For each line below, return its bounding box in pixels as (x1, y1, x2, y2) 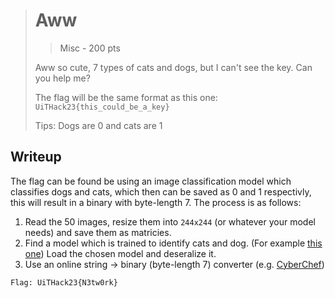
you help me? (34, 72, 91, 84)
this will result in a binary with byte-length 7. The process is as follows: (10, 196, 302, 208)
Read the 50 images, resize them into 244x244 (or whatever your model (24, 215, 316, 228)
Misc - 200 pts (59, 42, 121, 54)
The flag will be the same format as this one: (34, 91, 218, 103)
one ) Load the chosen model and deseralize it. (24, 247, 217, 259)
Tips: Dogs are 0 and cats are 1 (34, 119, 163, 131)
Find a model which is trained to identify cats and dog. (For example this (24, 237, 323, 249)
